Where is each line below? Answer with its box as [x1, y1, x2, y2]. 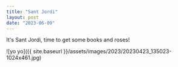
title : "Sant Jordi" [6, 8, 59, 15]
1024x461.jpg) [6, 54, 42, 62]
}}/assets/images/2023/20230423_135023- [63, 48, 172, 55]
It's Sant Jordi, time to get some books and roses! [6, 36, 130, 44]
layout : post [6, 14, 39, 20]
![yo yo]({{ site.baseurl [6, 48, 62, 55]
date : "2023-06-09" [6, 20, 56, 26]
